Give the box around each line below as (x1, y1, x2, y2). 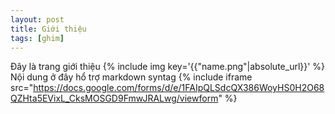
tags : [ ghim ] (10, 33, 65, 43)
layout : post (10, 14, 65, 25)
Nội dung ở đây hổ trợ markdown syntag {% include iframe (10, 71, 253, 83)
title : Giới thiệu (10, 24, 87, 34)
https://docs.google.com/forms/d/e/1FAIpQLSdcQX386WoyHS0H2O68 (33, 82, 325, 94)
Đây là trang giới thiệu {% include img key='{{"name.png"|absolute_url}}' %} (10, 61, 326, 73)
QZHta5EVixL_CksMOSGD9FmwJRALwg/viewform (10, 92, 219, 105)
